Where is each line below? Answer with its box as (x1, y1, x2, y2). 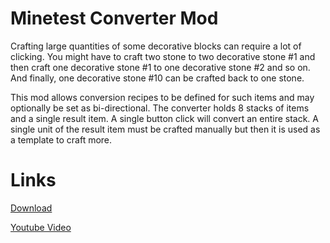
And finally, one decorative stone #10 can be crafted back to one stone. (10, 72, 305, 84)
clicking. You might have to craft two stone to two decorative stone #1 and (10, 50, 316, 62)
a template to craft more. (10, 133, 113, 146)
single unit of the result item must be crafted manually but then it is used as (10, 123, 321, 135)
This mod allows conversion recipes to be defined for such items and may (10, 91, 315, 103)
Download (10, 202, 53, 214)
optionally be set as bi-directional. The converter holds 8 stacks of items (10, 102, 310, 114)
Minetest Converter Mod (10, 7, 219, 30)
